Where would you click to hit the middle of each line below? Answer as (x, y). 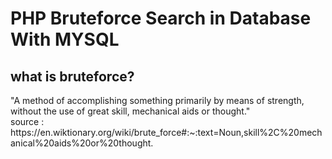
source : (27, 121)
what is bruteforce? (72, 76)
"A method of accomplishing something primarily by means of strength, (157, 100)
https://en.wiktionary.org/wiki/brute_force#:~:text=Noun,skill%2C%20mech (166, 132)
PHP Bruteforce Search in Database (161, 18)
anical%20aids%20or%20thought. (82, 143)
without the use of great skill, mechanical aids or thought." (130, 111)
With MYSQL (65, 39)
